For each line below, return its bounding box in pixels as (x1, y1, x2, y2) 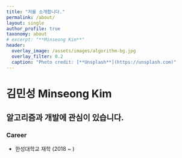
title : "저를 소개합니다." (6, 8, 65, 15)
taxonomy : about (6, 31, 47, 37)
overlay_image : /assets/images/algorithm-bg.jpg (11, 48, 136, 54)
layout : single (6, 20, 45, 26)
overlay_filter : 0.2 (11, 53, 63, 59)
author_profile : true (6, 25, 61, 32)
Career (6, 131, 27, 139)
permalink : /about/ (6, 14, 55, 20)
